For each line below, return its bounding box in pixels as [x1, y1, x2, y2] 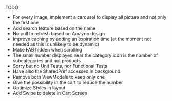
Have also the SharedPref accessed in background [12, 68, 121, 74]
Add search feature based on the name [12, 25, 96, 31]
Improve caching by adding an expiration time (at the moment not [12, 36, 151, 42]
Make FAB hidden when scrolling [12, 47, 82, 53]
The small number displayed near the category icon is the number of [12, 52, 158, 58]
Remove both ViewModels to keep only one [12, 74, 105, 80]
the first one [12, 20, 39, 26]
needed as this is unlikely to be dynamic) [12, 41, 99, 47]
